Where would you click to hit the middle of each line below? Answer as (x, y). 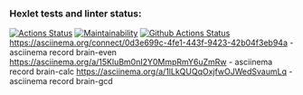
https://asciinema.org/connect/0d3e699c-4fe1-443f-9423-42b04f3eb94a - (151, 43)
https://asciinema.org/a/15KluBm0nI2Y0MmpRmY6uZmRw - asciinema (141, 62)
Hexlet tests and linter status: (76, 14)
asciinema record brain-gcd (61, 81)
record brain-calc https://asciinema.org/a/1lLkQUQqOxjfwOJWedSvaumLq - (151, 71)
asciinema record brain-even (63, 52)
